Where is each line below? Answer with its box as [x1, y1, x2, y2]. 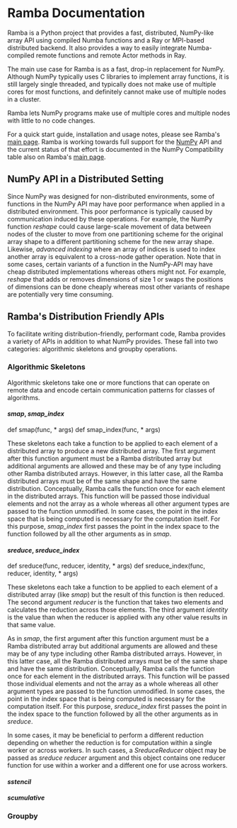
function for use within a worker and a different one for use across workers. [7, 761, 228, 770]
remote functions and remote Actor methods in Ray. [35, 51, 187, 60]
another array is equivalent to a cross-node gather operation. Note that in [7, 252, 221, 260]
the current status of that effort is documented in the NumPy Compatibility [7, 145, 224, 153]
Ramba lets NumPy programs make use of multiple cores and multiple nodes [7, 109, 231, 117]
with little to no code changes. [7, 116, 96, 125]
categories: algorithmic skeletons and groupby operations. [7, 344, 178, 353]
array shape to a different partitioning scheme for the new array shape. [7, 237, 214, 245]
